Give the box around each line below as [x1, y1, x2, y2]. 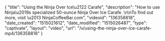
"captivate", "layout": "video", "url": [4, 25, 77, 31]
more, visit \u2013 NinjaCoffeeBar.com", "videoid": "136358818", [4, 15, 136, 20]
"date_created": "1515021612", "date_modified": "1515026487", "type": [4, 20, 147, 26]
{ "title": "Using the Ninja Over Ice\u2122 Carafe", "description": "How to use [4, 4, 160, 10]
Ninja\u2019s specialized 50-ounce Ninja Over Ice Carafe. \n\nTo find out [4, 9, 154, 15]
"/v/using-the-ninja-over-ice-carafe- [77, 25, 152, 31]
